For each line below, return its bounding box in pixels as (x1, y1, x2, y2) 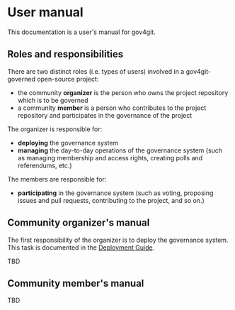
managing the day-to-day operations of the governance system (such (17, 146, 223, 155)
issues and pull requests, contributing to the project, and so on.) (17, 196, 205, 204)
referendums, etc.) (17, 161, 72, 170)
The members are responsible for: (7, 175, 107, 183)
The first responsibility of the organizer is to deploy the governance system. (7, 236, 229, 244)
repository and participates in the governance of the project (17, 111, 193, 119)
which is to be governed (17, 96, 88, 104)
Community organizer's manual (7, 217, 150, 229)
